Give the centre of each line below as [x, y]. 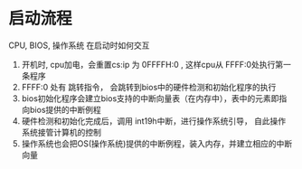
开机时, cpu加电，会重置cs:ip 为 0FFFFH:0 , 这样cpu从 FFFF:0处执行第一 [156, 64]
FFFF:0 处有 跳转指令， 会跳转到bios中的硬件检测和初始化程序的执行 [149, 87]
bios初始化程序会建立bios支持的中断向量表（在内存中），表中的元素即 [150, 98]
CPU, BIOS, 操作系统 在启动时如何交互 [79, 45]
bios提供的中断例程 [65, 109]
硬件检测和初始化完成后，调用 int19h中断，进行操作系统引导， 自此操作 [154, 121]
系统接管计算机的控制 [61, 132]
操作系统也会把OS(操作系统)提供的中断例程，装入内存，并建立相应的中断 [157, 143]
